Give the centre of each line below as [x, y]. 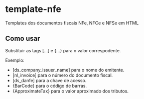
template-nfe [33, 9]
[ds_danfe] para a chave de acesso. [49, 80]
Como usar [23, 39]
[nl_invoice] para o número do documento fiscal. [62, 75]
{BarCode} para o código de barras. [49, 86]
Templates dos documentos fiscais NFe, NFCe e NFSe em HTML [72, 23]
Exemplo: [15, 60]
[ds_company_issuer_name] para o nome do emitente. [68, 70]
